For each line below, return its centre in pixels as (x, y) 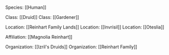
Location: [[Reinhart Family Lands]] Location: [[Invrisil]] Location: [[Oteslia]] (85, 27)
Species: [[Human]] (26, 7)
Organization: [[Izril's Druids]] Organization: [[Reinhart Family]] (71, 47)
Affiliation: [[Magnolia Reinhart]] (39, 37)
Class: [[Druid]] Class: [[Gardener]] (42, 17)
